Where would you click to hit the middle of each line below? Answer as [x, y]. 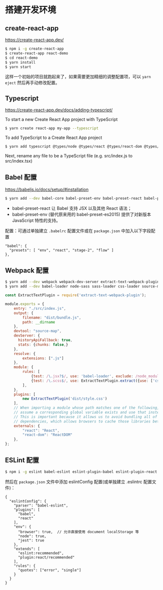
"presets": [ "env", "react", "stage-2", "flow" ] [62, 250]
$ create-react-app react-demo [37, 53]
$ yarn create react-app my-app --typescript [52, 128]
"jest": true [31, 540]
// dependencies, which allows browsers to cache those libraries [82, 421]
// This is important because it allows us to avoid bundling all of [86, 417]
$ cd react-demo [21, 58]
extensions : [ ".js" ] [43, 358]
